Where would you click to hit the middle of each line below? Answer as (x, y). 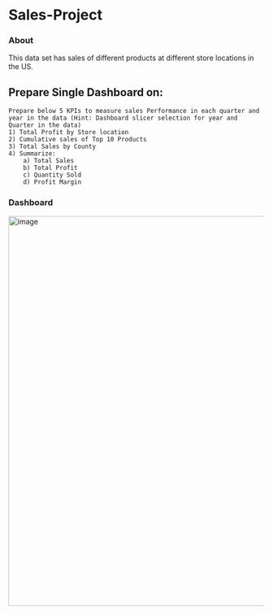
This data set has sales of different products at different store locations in (131, 58)
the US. (21, 67)
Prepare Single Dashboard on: (86, 92)
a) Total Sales (49, 161)
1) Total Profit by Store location (69, 133)
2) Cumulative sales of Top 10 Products (78, 140)
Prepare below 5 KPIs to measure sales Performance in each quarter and (134, 111)
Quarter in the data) (45, 125)
